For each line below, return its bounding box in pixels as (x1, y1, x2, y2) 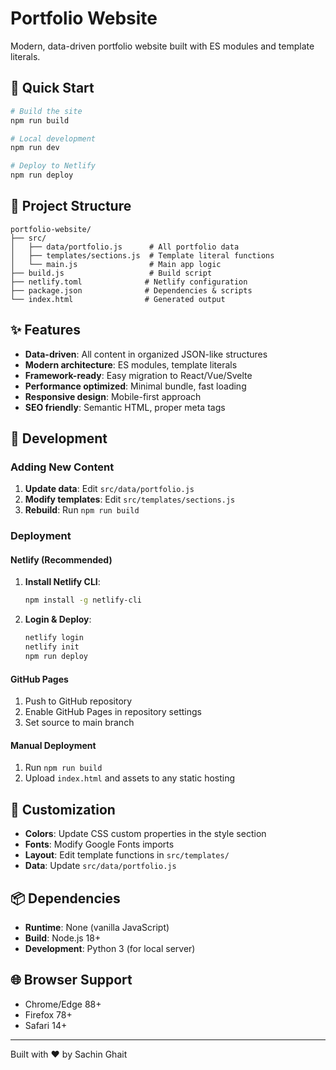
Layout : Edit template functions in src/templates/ (24, 849, 230, 861)
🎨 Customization (10, 801, 116, 818)
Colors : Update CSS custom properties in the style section (24, 828, 267, 840)
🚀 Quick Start (10, 80, 95, 97)
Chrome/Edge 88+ (24, 998, 102, 1010)
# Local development (10, 133, 97, 144)
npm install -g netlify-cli (24, 595, 142, 606)
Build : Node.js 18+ (24, 932, 102, 944)
